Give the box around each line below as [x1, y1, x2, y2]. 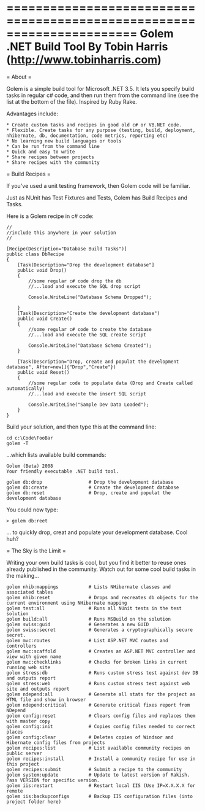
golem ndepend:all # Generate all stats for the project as [6, 691, 196, 697]
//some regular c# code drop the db [28, 277, 122, 284]
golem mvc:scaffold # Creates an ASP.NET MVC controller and [6, 648, 196, 654]
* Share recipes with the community [6, 159, 100, 166]
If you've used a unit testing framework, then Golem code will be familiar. [6, 182, 191, 189]
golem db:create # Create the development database [6, 484, 179, 491]
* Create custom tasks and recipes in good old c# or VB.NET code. [6, 122, 182, 128]
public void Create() [17, 316, 72, 322]
